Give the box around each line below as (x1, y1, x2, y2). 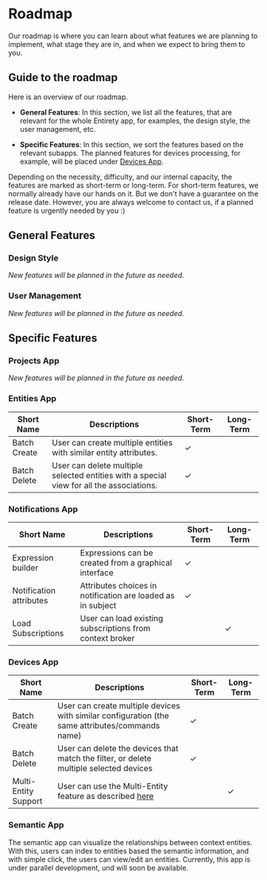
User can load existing (79, 613, 164, 624)
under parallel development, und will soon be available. (8, 863, 189, 872)
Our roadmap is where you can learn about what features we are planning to (8, 31, 258, 41)
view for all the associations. (51, 480, 158, 491)
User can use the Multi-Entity (57, 781, 168, 792)
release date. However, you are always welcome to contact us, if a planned (8, 197, 253, 206)
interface (79, 567, 114, 578)
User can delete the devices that (57, 743, 179, 755)
